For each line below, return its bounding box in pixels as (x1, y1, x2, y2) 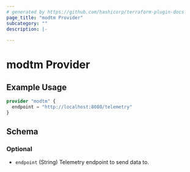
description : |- (6, 26, 48, 32)
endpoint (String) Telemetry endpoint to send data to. (15, 159, 150, 166)
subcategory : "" (6, 20, 48, 26)
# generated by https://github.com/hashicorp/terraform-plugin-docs (6, 9, 185, 15)
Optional (6, 145, 32, 153)
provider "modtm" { (6, 98, 56, 104)
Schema (6, 126, 38, 137)
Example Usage (6, 82, 67, 92)
